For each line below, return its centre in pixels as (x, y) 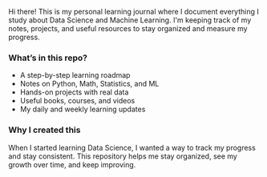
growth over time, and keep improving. (72, 164)
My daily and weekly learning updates (83, 109)
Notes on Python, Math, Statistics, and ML (89, 84)
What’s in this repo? (48, 58)
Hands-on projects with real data (74, 92)
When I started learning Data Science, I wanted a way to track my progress (132, 147)
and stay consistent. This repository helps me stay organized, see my (123, 156)
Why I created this (44, 130)
